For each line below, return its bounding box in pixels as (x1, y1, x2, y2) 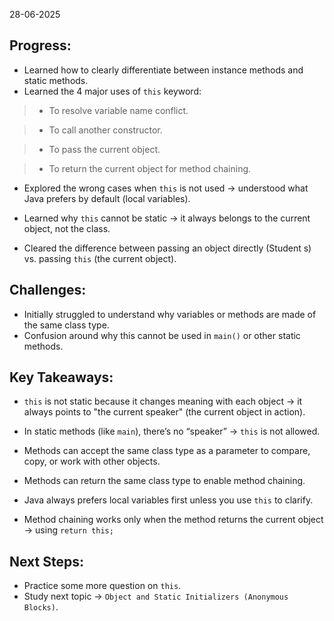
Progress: (9, 37, 72, 54)
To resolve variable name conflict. (48, 104, 189, 116)
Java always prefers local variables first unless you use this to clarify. (23, 494, 314, 506)
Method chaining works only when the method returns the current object (23, 514, 324, 526)
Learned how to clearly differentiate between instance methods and (23, 64, 304, 76)
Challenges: (9, 282, 87, 299)
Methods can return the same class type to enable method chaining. (23, 475, 306, 487)
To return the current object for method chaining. (48, 162, 252, 174)
